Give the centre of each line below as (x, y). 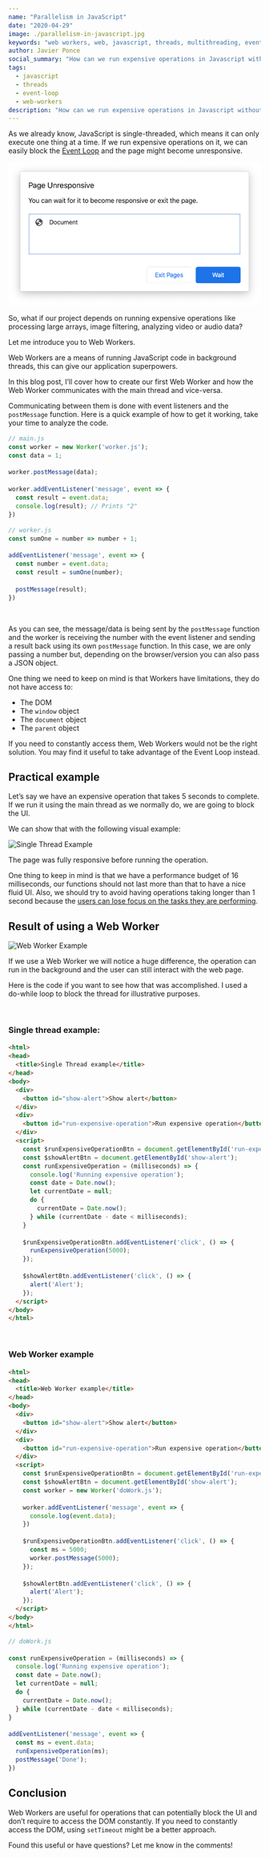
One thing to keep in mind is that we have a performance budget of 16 (123, 876)
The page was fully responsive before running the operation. (108, 860)
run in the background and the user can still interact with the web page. (126, 969)
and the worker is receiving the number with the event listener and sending (132, 637)
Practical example (54, 777)
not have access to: (41, 686)
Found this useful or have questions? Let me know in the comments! (121, 1845)
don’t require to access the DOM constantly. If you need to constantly (123, 1821)
